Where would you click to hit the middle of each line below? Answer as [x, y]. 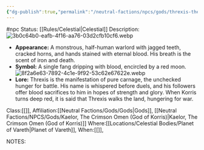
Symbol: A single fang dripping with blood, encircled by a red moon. [100, 67]
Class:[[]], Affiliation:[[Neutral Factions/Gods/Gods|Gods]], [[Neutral [92, 110]
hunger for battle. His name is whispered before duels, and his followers [105, 86]
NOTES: [16, 141]
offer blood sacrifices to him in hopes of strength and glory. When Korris [106, 92]
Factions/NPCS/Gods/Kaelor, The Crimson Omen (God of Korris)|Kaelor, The [102, 117]
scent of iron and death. [45, 60]
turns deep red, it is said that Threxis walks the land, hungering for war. [104, 99]
